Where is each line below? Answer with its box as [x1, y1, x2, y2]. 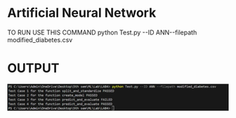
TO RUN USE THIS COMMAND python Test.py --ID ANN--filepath [7, 28, 197, 37]
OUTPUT [7, 60, 60, 77]
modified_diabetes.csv [7, 35, 73, 44]
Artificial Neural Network [7, 5, 157, 21]
